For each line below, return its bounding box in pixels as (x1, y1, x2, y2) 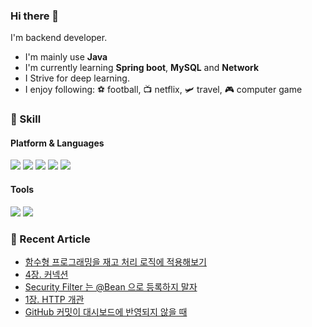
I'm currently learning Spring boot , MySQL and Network (24, 62, 260, 74)
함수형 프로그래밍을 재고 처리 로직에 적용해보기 (24, 255, 207, 268)
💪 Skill (10, 112, 42, 126)
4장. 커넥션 (24, 268, 69, 280)
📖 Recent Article (10, 232, 91, 246)
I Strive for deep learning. (24, 72, 130, 84)
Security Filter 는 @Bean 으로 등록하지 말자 (24, 280, 198, 293)
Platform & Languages (10, 137, 105, 149)
